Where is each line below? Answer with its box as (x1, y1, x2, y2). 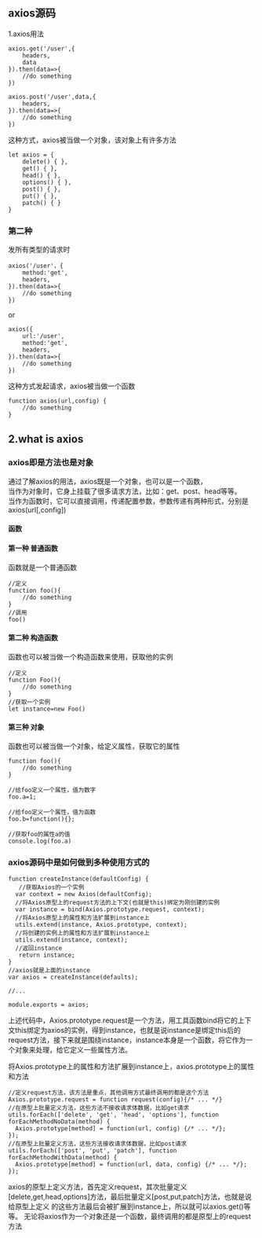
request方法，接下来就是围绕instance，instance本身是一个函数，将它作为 (8, 1035, 246, 1045)
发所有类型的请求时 (8, 245, 71, 255)
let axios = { (8, 151, 55, 159)
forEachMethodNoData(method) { (8, 1118, 111, 1126)
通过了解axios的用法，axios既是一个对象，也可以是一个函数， (8, 476, 208, 486)
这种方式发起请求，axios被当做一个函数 (8, 381, 136, 391)
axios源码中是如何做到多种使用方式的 (8, 857, 151, 868)
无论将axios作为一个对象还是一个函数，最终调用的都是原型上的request (23, 1212, 251, 1221)
